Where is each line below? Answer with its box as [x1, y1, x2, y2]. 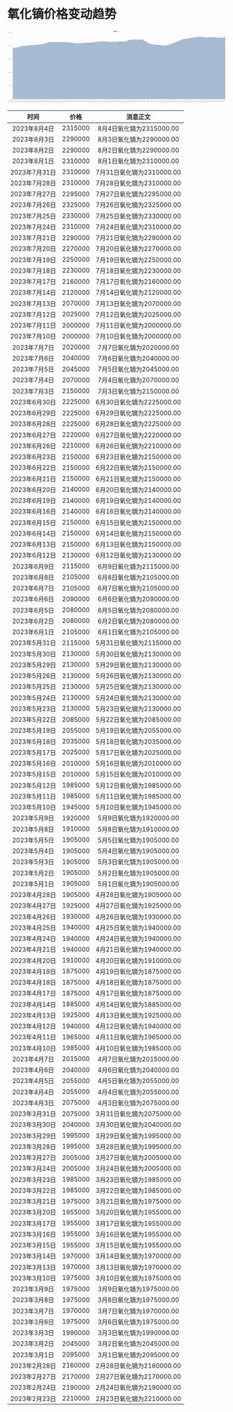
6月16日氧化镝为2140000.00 [96, 507, 182, 516]
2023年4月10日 [10, 1044, 57, 1052]
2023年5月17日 [10, 748, 57, 756]
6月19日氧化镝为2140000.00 [96, 497, 182, 505]
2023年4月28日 [10, 891, 57, 899]
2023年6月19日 [10, 497, 57, 505]
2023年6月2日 [12, 617, 54, 625]
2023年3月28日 [10, 1142, 57, 1150]
